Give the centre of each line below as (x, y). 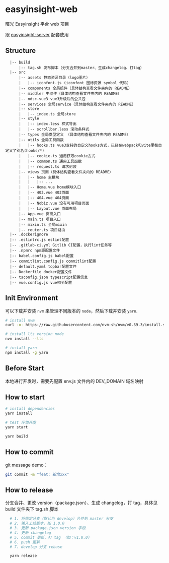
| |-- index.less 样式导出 (48, 124)
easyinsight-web (41, 9)
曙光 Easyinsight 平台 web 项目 (37, 24)
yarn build (17, 436)
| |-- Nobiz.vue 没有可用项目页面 (54, 203)
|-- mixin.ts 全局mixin (43, 225)
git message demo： (27, 465)
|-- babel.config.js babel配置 (42, 256)
